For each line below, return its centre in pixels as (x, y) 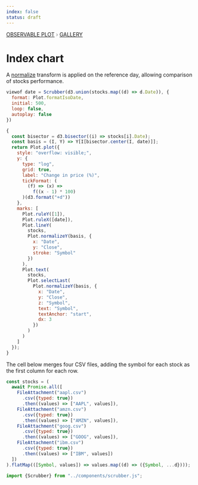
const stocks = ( (28, 382)
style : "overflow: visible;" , (55, 153)
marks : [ (28, 208)
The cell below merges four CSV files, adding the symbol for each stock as (98, 364)
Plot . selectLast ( (49, 281)
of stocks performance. (35, 81)
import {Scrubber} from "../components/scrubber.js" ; (75, 475)
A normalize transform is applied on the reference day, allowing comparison (99, 75)
